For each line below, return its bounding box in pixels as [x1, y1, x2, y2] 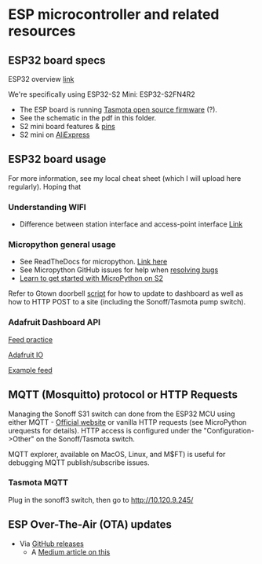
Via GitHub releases [19, 539, 84, 548]
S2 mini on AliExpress [19, 130, 90, 139]
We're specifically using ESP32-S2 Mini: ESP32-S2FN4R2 [8, 90, 195, 99]
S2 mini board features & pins [19, 122, 115, 131]
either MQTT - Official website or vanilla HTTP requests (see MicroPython [8, 417, 247, 426]
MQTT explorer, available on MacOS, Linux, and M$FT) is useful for [8, 449, 226, 459]
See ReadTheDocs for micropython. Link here [19, 257, 168, 267]
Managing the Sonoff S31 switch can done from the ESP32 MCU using [8, 409, 235, 418]
